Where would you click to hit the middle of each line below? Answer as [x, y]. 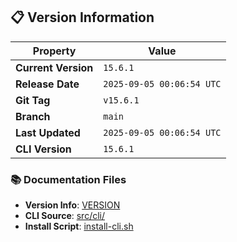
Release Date [47, 84]
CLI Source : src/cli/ [65, 216]
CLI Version [43, 149]
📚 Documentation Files [68, 179]
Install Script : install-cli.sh [79, 226]
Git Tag [33, 100]
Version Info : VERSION [72, 205]
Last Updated [48, 132]
